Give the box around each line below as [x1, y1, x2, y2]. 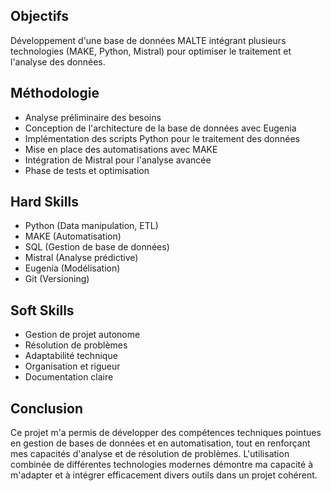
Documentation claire [24, 371, 114, 383]
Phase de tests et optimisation [24, 164, 150, 176]
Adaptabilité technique [24, 350, 118, 362]
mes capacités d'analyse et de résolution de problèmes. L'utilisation [10, 448, 290, 460]
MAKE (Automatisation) [24, 230, 122, 243]
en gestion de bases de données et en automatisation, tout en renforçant [10, 437, 311, 449]
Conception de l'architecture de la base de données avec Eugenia [24, 122, 297, 134]
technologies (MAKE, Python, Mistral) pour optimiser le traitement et [10, 45, 292, 57]
